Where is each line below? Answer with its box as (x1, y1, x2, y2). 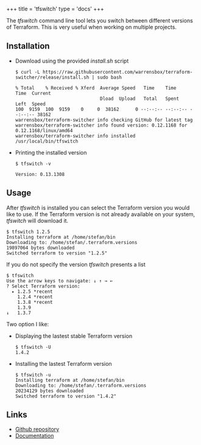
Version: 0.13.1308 (15, 171, 65, 177)
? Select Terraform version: (6, 283, 80, 289)
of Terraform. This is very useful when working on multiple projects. (6, 24, 177, 30)
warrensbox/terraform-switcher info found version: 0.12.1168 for (15, 122, 188, 128)
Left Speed (15, 100, 46, 107)
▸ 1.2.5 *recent (12, 289, 53, 295)
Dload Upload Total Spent (99, 96, 180, 102)
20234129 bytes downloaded (15, 388, 84, 394)
